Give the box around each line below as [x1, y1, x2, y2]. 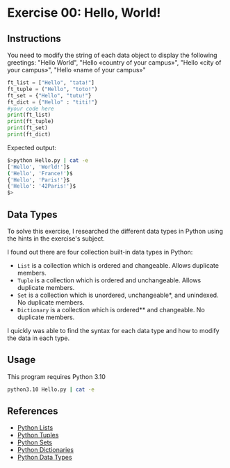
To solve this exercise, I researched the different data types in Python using [7, 227, 224, 235]
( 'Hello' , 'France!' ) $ [7, 170, 73, 177]
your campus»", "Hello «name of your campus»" [7, 66, 146, 74]
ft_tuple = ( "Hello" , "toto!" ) [7, 86, 98, 92]
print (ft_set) [7, 124, 49, 131]
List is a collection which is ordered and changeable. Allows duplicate [17, 261, 219, 269]
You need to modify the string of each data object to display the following [7, 51, 217, 59]
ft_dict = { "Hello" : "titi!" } [7, 99, 98, 106]
